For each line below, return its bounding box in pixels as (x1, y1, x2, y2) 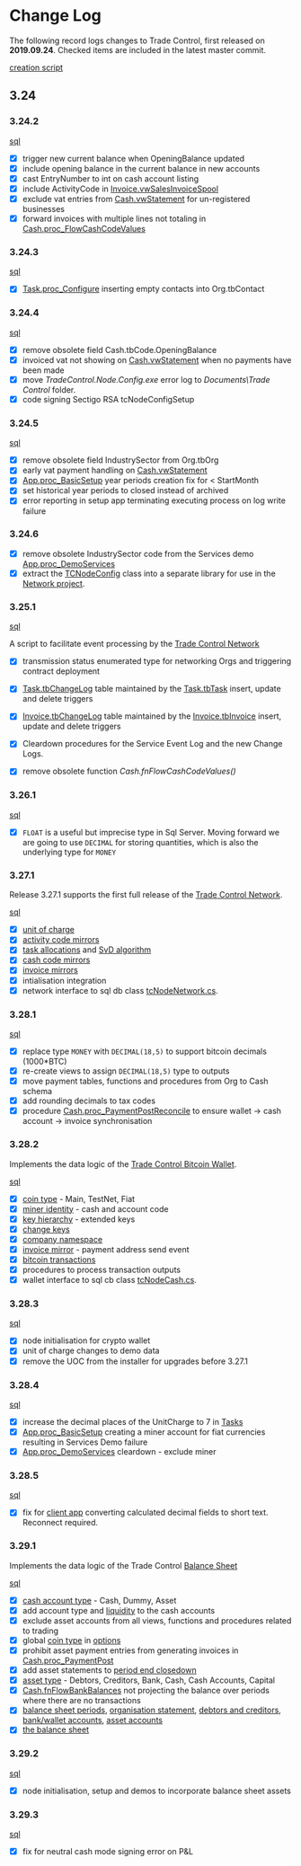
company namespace (22, 1234, 103, 1244)
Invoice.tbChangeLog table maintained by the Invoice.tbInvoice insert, (22, 711, 282, 721)
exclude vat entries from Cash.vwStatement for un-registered (22, 193, 251, 204)
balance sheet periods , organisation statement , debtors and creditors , (22, 1704, 281, 1716)
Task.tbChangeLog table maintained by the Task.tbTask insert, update (22, 684, 281, 694)
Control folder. (22, 384, 76, 395)
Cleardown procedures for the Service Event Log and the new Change (22, 738, 283, 749)
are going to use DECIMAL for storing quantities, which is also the (22, 836, 259, 847)
